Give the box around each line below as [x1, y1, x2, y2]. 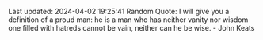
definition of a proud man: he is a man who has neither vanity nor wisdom [8, 15, 249, 24]
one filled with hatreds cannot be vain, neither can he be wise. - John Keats [8, 24, 255, 32]
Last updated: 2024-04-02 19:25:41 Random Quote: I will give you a [8, 7, 230, 16]
